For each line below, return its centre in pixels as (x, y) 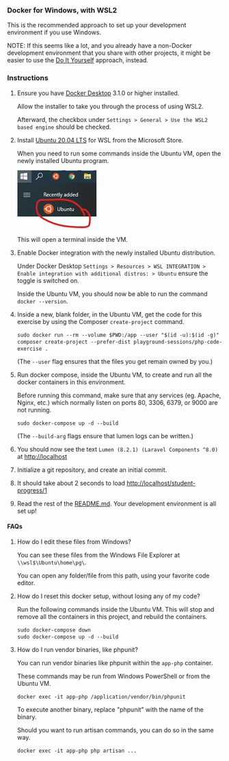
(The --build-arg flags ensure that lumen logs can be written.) (105, 436)
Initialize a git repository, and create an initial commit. (92, 470)
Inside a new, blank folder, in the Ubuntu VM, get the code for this (109, 314)
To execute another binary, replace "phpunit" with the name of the (110, 709)
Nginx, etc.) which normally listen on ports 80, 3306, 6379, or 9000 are (117, 402)
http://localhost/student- (161, 483)
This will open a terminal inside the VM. (72, 239)
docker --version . (42, 301)
